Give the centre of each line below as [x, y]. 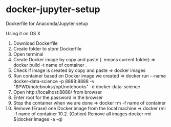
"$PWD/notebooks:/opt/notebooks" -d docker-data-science [77, 86]
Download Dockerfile [35, 43]
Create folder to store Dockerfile [47, 48]
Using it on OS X [23, 33]
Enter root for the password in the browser [58, 97]
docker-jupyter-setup [53, 9]
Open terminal [28, 54]
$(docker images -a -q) [38, 119]
